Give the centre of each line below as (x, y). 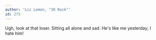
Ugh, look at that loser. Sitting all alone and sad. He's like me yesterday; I (78, 28)
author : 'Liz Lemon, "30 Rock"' (38, 10)
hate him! (14, 33)
